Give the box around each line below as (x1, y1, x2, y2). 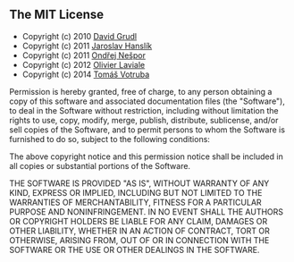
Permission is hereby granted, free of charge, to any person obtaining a (9, 86, 273, 97)
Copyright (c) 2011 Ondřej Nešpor (21, 49, 146, 61)
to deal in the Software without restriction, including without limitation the (9, 105, 279, 115)
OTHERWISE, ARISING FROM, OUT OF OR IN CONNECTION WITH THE (9, 234, 270, 245)
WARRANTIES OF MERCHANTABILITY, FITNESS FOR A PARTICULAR (9, 197, 262, 207)
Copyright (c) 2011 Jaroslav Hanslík (21, 40, 153, 51)
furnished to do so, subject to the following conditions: (9, 133, 210, 144)
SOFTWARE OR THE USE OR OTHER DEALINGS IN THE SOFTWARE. (9, 244, 260, 255)
